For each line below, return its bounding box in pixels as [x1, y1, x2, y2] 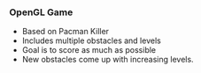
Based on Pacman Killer [21, 26, 109, 37]
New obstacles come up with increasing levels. [21, 55, 194, 65]
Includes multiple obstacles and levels [21, 35, 161, 46]
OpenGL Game [9, 6, 73, 18]
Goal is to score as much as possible [21, 45, 157, 55]
